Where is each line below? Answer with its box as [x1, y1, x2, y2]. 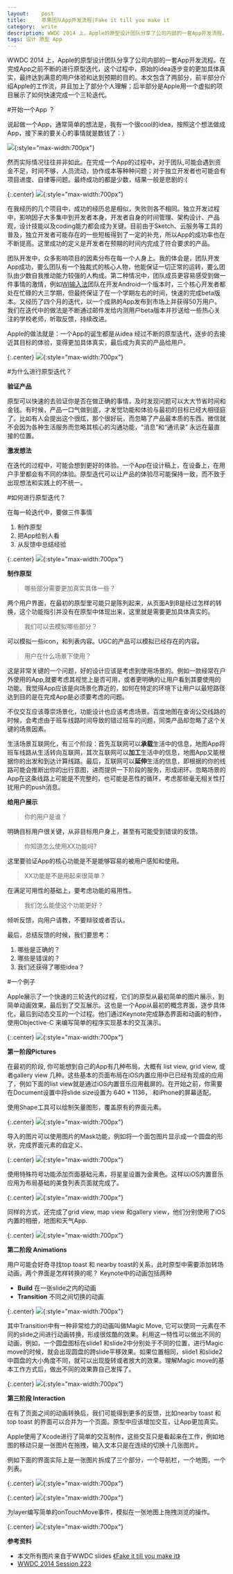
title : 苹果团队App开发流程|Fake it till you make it [7, 17, 170, 24]
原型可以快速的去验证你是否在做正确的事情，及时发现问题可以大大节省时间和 [7, 397, 226, 405]
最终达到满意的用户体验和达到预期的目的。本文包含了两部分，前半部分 [19, 74, 220, 82]
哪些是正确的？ [17, 946, 60, 954]
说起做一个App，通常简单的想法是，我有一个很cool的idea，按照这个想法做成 [7, 120, 226, 129]
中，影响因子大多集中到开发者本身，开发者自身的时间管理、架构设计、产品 [7, 213, 220, 222]
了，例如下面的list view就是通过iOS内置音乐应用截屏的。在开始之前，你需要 [7, 1080, 223, 1088]
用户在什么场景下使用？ [24, 652, 92, 660]
